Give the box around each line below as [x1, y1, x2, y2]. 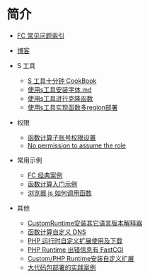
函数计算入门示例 [27, 179, 78, 188]
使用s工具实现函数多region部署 [27, 103, 118, 111]
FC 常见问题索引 [16, 31, 65, 40]
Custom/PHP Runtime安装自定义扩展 [27, 254, 134, 262]
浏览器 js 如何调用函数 [27, 189, 93, 197]
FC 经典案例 [27, 171, 63, 179]
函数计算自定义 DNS [27, 228, 86, 236]
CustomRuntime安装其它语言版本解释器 [27, 218, 143, 227]
